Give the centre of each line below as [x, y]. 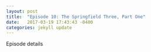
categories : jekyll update [39, 27]
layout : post [22, 11]
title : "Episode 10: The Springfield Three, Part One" [76, 17]
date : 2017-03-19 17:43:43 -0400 [50, 22]
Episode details [25, 44]
